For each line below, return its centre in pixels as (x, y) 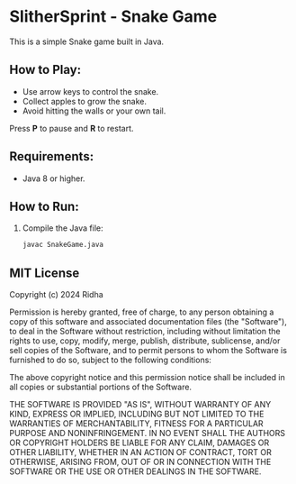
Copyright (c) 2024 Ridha (56, 295)
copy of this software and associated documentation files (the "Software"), (148, 322)
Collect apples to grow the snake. (84, 101)
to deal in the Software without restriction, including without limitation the (145, 332)
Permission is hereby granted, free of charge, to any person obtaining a (142, 312)
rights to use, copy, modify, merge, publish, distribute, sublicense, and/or (145, 341)
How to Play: (45, 70)
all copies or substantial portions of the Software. (100, 387)
